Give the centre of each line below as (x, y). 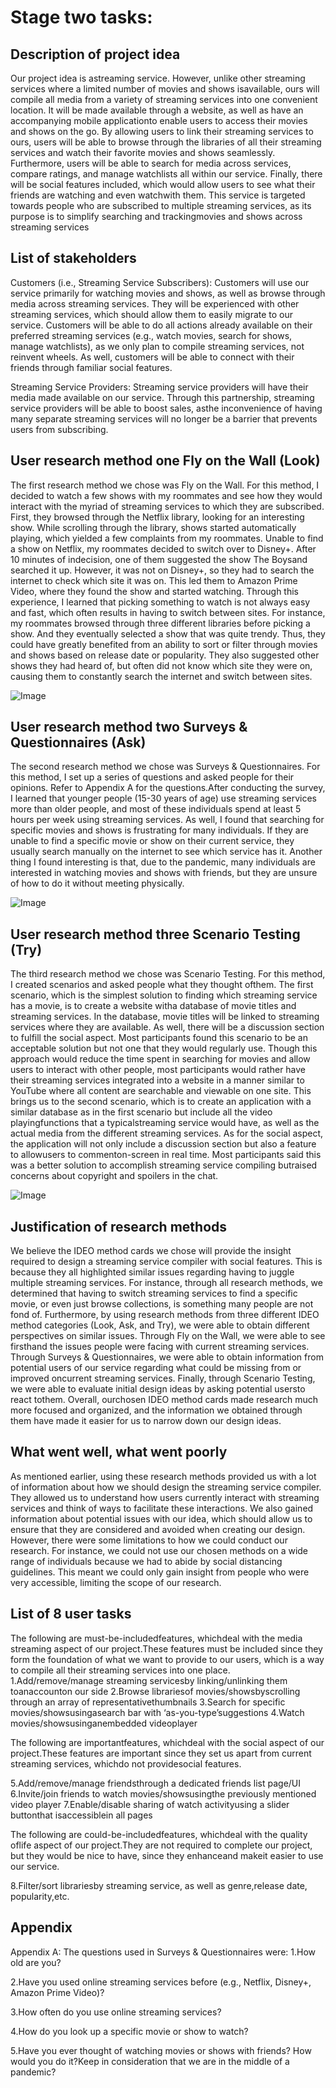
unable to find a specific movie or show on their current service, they (152, 841)
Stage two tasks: (81, 17)
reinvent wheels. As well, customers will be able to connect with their (152, 357)
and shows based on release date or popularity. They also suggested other (165, 655)
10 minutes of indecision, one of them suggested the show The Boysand (159, 559)
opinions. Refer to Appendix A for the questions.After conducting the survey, (168, 788)
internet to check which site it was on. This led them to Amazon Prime (154, 580)
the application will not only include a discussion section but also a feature (163, 1144)
